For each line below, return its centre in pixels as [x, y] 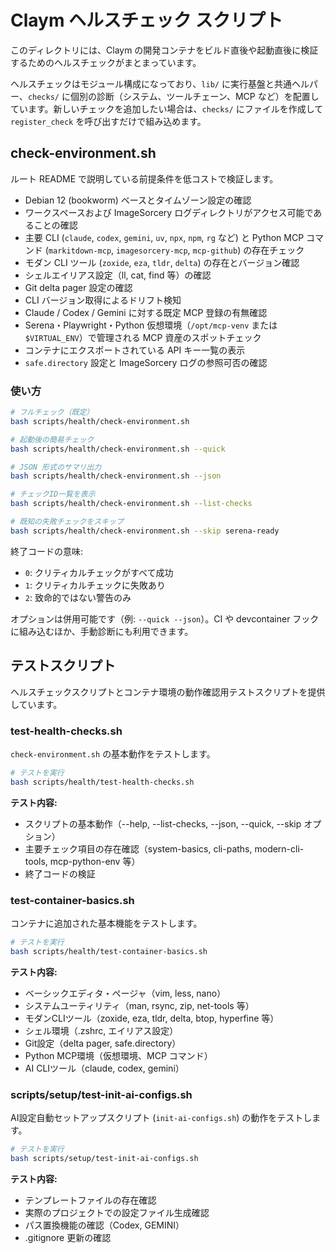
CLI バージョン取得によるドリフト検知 [103, 300]
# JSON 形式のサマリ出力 [56, 467]
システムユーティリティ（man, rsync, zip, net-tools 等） [139, 1005]
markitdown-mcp [80, 251]
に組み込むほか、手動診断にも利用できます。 [102, 631]
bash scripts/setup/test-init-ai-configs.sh [104, 1158]
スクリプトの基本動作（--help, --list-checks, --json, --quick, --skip [163, 823]
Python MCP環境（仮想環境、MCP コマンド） [118, 1055]
